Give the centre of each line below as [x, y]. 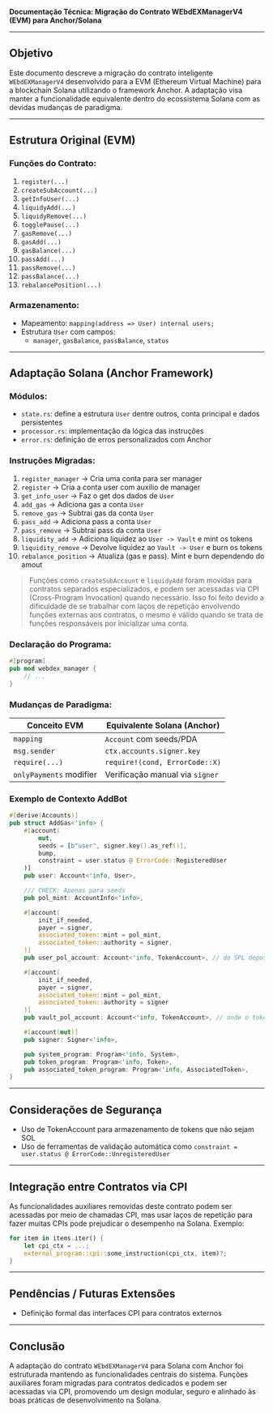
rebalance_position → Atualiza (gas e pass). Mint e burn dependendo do [143, 556]
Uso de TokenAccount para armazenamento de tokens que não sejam [137, 1129]
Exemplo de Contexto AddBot [68, 799]
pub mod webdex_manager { [53, 668]
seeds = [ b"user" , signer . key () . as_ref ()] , [113, 846]
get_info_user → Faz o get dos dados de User [98, 495]
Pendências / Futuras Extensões [92, 1293]
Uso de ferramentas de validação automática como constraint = [129, 1146]
